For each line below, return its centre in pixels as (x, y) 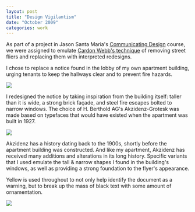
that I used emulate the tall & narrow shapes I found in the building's (88, 162)
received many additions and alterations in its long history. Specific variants (97, 156)
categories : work (27, 28)
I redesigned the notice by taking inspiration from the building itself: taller (94, 96)
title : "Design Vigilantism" (41, 17)
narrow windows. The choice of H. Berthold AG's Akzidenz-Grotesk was (93, 109)
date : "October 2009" (32, 22)
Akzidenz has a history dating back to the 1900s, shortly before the (86, 144)
